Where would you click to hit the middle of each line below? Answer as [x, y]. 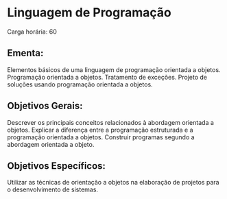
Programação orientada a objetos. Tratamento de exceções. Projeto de [107, 77]
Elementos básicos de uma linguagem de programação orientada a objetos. [114, 69]
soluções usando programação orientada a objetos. [80, 84]
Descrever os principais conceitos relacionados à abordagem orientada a [111, 122]
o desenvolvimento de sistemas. [52, 189]
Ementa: [25, 53]
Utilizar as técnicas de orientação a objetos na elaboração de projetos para [113, 183]
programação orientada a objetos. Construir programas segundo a [101, 137]
